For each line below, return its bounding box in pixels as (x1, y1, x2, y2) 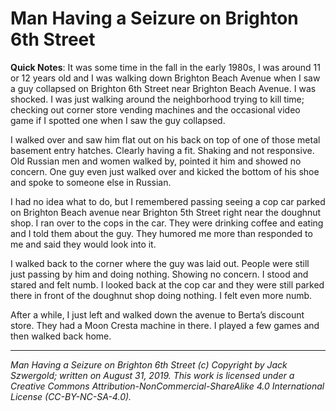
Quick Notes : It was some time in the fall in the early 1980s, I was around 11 (10, 61, 321, 73)
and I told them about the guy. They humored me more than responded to (10, 227, 313, 239)
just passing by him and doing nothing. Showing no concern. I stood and (10, 268, 309, 280)
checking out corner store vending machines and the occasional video (10, 103, 301, 116)
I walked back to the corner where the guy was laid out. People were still (10, 257, 310, 269)
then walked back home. (10, 330, 112, 342)
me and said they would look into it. (10, 238, 157, 250)
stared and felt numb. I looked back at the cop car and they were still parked (10, 278, 325, 291)
